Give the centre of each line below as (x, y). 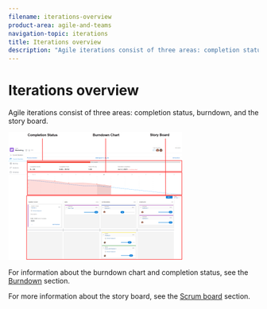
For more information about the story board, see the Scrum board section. (129, 296)
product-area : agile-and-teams (60, 25)
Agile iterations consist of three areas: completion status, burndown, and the (133, 113)
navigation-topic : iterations (58, 33)
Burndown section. (39, 281)
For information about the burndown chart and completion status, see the (128, 272)
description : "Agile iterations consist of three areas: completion (124, 50)
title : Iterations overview (55, 42)
